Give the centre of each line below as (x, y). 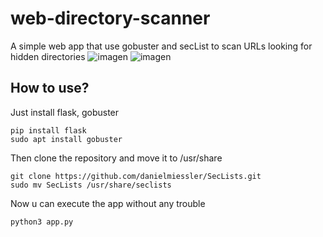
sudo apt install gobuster (66, 139)
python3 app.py (42, 222)
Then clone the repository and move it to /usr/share (116, 158)
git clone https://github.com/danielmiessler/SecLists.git (136, 176)
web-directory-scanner (110, 18)
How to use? (50, 88)
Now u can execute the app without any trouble (108, 203)
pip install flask (48, 130)
